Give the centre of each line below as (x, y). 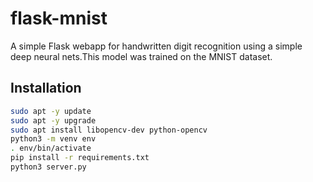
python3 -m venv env (53, 139)
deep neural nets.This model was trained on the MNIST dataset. (141, 56)
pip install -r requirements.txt (80, 158)
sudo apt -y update (51, 111)
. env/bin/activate (51, 148)
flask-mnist (59, 18)
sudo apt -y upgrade (53, 120)
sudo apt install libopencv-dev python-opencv (109, 130)
